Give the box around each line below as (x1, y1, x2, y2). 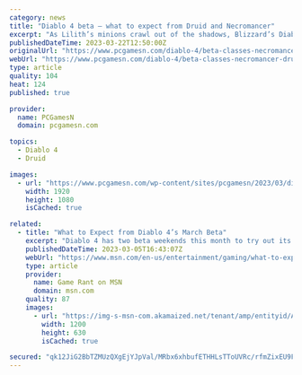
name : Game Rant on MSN (32, 278, 123, 287)
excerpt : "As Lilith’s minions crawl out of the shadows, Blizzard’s (9, 30, 276, 39)
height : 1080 (25, 195, 75, 205)
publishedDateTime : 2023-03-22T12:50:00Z (9, 38, 167, 48)
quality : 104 (9, 72, 58, 81)
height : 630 (41, 328, 87, 337)
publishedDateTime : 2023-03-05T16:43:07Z (25, 244, 182, 254)
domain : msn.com (32, 286, 94, 296)
